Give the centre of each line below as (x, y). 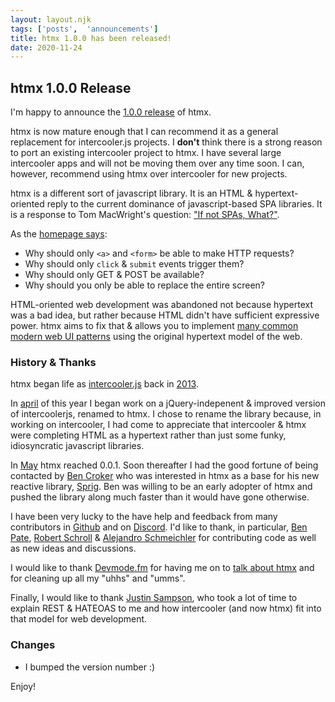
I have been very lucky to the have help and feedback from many (144, 517)
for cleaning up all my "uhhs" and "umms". (98, 578)
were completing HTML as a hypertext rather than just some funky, (148, 435)
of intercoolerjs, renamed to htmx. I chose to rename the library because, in (166, 414)
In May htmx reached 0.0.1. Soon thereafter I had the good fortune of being (164, 465)
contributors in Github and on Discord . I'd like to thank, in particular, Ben (159, 527)
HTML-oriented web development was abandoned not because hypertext (162, 305)
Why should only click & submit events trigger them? (134, 264)
